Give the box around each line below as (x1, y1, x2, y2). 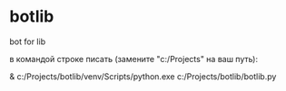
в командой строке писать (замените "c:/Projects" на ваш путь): (9, 53, 259, 64)
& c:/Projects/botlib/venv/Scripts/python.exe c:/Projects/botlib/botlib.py (9, 70, 277, 82)
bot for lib (9, 36, 46, 47)
